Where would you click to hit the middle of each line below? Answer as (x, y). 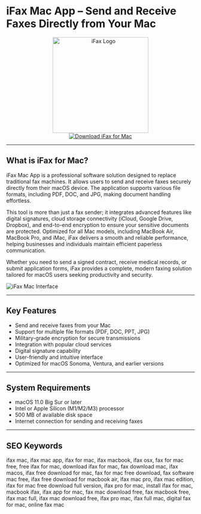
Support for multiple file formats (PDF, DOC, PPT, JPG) (82, 331)
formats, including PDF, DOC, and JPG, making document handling (89, 194)
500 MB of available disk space (54, 415)
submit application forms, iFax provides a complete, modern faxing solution (99, 268)
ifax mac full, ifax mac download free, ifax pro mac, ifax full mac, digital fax (99, 498)
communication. (26, 250)
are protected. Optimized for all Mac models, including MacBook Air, (90, 231)
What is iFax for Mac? (47, 161)
